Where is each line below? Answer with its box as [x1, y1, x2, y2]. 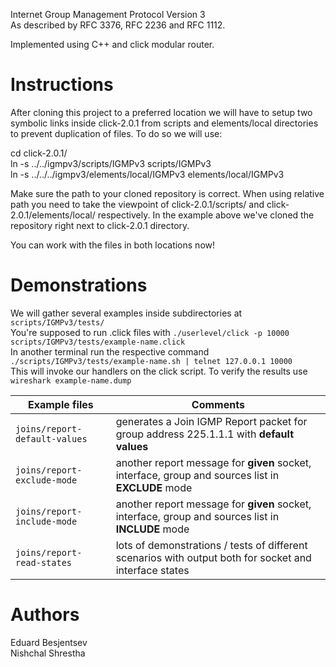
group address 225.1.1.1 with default [115, 427, 294, 441]
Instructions [10, 74, 114, 96]
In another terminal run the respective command [10, 345, 210, 358]
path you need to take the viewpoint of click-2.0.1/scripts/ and [10, 198, 265, 210]
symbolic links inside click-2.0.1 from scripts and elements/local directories [10, 117, 319, 129]
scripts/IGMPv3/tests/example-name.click [10, 337, 186, 347]
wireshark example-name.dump [10, 375, 132, 386]
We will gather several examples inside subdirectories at [10, 307, 243, 319]
